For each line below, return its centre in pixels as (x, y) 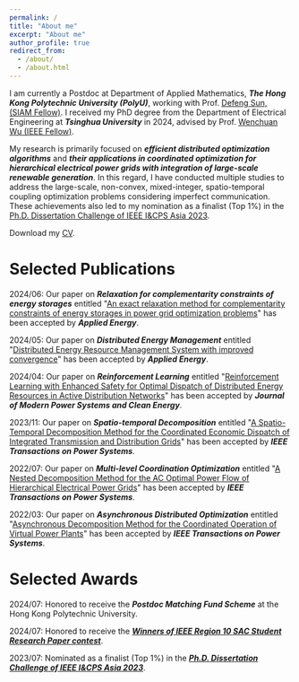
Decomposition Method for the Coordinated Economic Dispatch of (168, 432)
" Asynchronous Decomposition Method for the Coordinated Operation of (143, 524)
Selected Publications (93, 269)
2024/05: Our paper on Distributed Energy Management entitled (130, 340)
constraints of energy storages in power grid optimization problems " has (143, 313)
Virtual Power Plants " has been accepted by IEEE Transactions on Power (145, 533)
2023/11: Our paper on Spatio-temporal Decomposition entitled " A (133, 422)
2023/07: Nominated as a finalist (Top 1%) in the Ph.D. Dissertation (134, 658)
